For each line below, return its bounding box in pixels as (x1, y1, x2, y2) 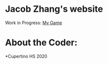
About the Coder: (5, 37, 78, 48)
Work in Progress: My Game (5, 20, 63, 26)
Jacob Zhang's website (5, 3, 104, 15)
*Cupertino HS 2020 (5, 53, 48, 59)
